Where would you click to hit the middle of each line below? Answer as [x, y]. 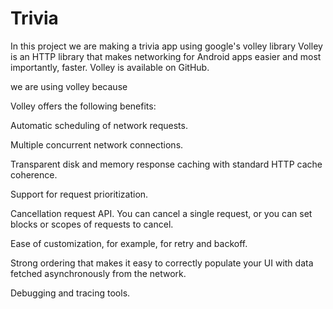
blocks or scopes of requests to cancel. [92, 224]
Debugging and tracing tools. [70, 293]
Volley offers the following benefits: [83, 106]
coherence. [34, 174]
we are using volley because [69, 86]
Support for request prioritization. [79, 194]
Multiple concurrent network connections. [97, 144]
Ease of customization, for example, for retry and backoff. [129, 243]
